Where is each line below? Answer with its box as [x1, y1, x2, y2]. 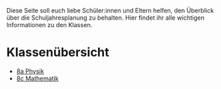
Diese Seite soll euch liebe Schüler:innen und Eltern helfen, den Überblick [6, 7, 214, 14]
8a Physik [16, 67, 44, 75]
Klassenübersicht [6, 45, 110, 60]
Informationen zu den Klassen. [6, 21, 93, 29]
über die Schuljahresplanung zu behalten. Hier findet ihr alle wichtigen [6, 14, 205, 22]
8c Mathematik [16, 74, 59, 82]
